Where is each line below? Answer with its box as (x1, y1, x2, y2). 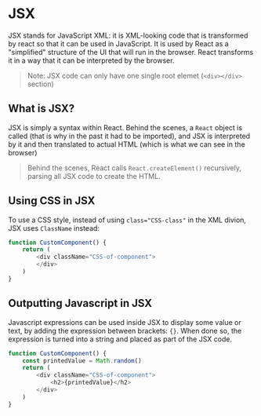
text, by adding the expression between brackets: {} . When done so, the (8, 326, 242, 335)
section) (27, 79, 55, 89)
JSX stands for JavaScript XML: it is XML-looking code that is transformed (8, 31, 248, 40)
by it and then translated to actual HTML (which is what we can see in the (8, 139, 245, 149)
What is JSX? (8, 102, 75, 115)
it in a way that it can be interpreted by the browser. (8, 56, 175, 65)
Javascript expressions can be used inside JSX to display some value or (8, 317, 241, 327)
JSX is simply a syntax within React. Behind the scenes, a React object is (8, 122, 243, 132)
